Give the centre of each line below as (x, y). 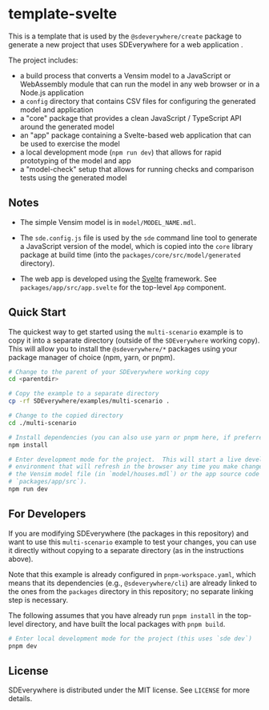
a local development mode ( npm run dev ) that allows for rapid (120, 152)
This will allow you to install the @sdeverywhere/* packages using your (123, 348)
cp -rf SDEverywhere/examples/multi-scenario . (89, 401)
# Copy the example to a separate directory (84, 394)
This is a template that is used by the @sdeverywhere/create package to (125, 36)
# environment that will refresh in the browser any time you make (123, 467)
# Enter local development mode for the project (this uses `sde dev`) (130, 638)
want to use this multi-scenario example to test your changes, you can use (132, 542)
